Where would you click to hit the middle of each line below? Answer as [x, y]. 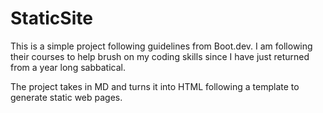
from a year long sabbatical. [68, 67]
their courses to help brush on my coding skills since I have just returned [160, 56]
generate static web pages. [66, 97]
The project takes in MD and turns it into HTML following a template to [155, 86]
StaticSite [51, 18]
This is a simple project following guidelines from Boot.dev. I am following [161, 46]
